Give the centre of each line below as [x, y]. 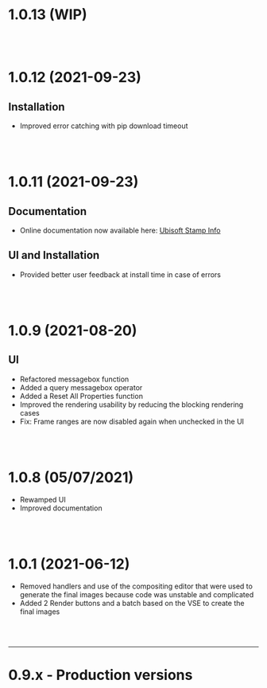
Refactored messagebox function [74, 379]
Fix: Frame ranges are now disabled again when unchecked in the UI [132, 421]
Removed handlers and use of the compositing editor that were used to [136, 586]
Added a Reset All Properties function [81, 396]
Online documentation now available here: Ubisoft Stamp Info [120, 230]
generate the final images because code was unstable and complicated [137, 594]
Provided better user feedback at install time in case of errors [120, 274]
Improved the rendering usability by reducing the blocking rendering [132, 405]
